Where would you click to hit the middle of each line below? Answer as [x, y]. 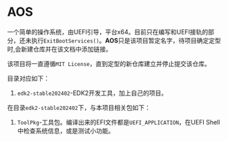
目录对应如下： [28, 78]
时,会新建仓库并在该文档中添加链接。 [60, 49]
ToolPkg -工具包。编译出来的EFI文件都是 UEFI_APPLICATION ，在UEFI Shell [118, 122]
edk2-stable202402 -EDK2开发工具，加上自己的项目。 [92, 93]
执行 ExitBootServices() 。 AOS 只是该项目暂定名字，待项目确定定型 [126, 40]
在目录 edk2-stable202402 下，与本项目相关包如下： [79, 107]
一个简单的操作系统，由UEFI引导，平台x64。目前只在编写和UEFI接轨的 [108, 32]
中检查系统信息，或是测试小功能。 [66, 131]
